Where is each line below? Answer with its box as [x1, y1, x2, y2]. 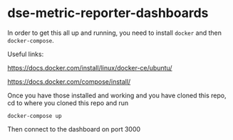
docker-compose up [7, 112, 62, 119]
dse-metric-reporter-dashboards [7, 5, 209, 21]
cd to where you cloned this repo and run [7, 98, 129, 107]
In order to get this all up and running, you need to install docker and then [7, 28, 222, 37]
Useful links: [7, 50, 44, 58]
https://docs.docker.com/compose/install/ [7, 77, 131, 86]
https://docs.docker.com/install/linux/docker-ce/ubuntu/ [7, 63, 172, 72]
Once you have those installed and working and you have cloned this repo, [7, 91, 227, 99]
